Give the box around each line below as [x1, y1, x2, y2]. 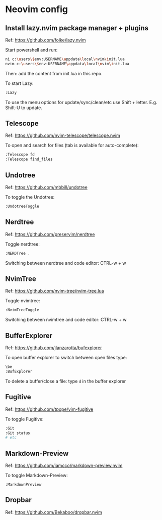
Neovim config [5, 4, 68, 15]
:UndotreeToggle [5, 204, 39, 209]
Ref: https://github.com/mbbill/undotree [5, 184, 88, 190]
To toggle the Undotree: [5, 194, 55, 200]
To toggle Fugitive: [5, 416, 44, 422]
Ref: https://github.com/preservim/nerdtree [5, 231, 95, 237]
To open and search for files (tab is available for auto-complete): [5, 143, 139, 149]
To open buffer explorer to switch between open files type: [5, 355, 127, 361]
